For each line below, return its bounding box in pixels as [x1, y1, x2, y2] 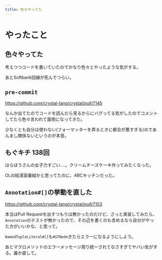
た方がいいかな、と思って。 [5, 224, 60, 229]
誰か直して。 [13, 250, 39, 256]
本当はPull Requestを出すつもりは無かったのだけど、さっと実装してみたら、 [5, 211, 157, 217]
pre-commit [5, 89, 38, 96]
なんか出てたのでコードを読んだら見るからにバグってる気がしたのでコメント [5, 110, 158, 116]
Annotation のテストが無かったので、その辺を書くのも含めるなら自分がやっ [5, 217, 154, 223]
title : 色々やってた [5, 7, 42, 12]
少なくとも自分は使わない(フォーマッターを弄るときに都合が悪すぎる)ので [5, 127, 153, 132]
